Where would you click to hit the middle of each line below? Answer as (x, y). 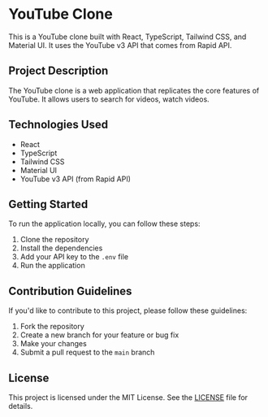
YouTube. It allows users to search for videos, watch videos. (109, 99)
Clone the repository (54, 240)
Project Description (58, 71)
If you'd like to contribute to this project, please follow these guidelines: (128, 311)
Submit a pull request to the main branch (87, 352)
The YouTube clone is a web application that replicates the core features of (134, 90)
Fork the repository (52, 327)
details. (21, 406)
